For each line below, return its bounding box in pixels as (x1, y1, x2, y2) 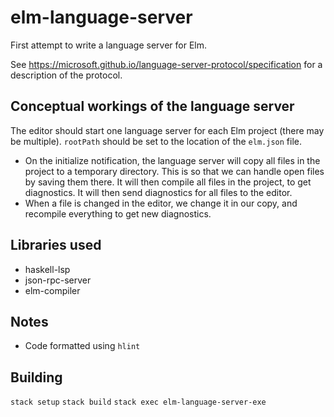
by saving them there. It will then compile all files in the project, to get (24, 176, 312, 188)
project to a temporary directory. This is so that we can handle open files (24, 165, 325, 177)
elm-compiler (24, 284, 81, 296)
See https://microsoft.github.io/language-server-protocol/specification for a (10, 58, 323, 70)
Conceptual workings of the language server (10, 98, 295, 115)
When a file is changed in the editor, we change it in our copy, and (24, 197, 298, 209)
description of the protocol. (10, 69, 123, 81)
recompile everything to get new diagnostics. (24, 207, 212, 220)
